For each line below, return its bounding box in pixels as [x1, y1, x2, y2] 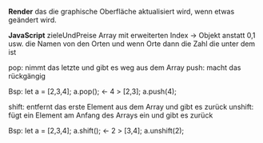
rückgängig [8, 71, 46, 80]
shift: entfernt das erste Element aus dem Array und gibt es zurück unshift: [8, 102, 254, 111]
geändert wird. [8, 15, 58, 25]
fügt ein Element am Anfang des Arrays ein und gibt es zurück [8, 110, 213, 120]
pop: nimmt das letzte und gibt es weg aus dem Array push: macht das [8, 63, 241, 72]
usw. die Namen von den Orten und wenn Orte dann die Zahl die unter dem [8, 39, 256, 48]
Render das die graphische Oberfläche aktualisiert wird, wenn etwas [8, 7, 235, 16]
